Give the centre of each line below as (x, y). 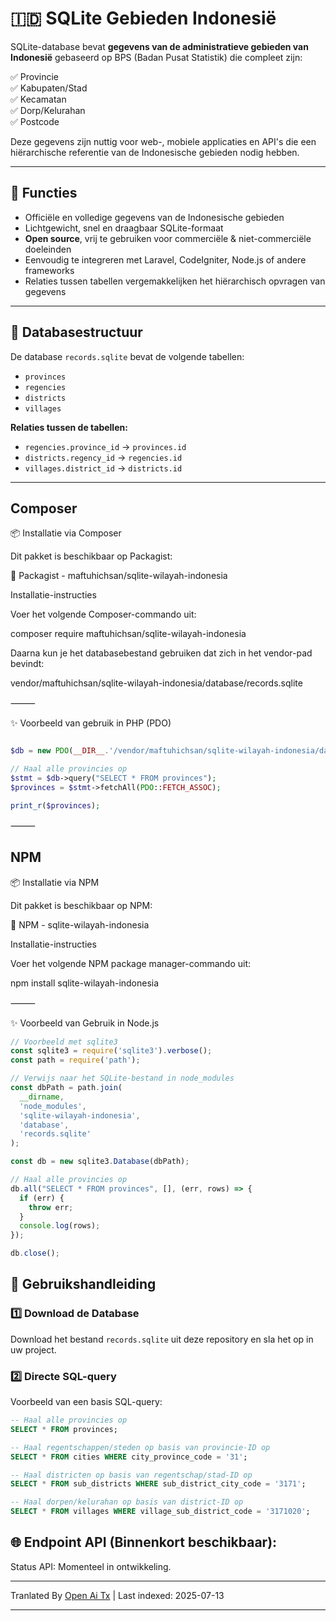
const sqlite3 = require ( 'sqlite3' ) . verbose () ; (111, 1051)
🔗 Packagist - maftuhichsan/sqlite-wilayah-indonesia (119, 576)
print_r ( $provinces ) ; (55, 805)
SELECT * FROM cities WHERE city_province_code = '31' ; (129, 1457)
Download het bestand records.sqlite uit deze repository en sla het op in (162, 1339)
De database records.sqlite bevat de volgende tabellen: (127, 356)
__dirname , (42, 1097)
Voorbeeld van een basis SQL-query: (86, 1402)
